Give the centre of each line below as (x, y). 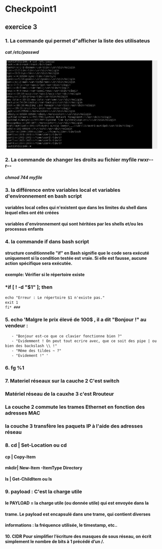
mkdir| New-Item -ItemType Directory (44, 468)
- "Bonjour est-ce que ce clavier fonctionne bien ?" (67, 336)
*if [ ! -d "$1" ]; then (29, 287)
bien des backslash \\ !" (31, 346)
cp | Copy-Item (21, 457)
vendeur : (16, 326)
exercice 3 (21, 27)
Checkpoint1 (31, 9)
